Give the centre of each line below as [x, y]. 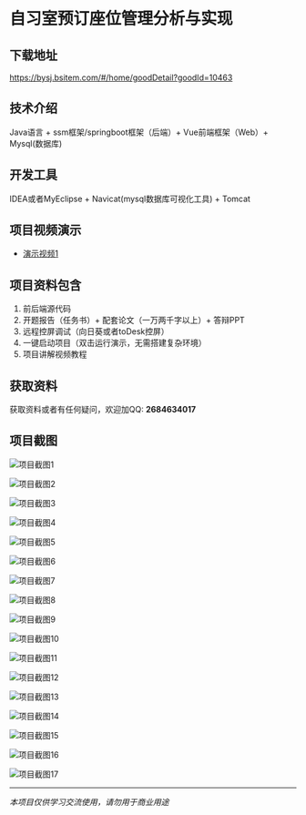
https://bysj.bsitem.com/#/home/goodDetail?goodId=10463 [121, 77]
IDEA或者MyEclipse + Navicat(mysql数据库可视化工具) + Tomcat [130, 199]
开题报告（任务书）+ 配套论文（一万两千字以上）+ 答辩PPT [134, 321]
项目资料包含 [46, 285]
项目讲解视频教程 [55, 354]
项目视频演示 [46, 230]
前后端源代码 [46, 309]
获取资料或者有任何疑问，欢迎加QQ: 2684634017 [103, 410]
